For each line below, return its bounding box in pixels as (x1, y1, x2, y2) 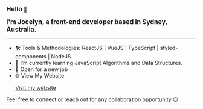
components (14, 53, 47, 60)
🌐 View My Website (14, 72, 65, 79)
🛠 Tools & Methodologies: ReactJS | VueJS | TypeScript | (14, 45, 159, 51)
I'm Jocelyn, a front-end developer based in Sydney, (6, 18, 167, 26)
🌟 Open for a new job (14, 66, 68, 73)
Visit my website (14, 84, 56, 91)
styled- (159, 45, 178, 51)
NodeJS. (51, 53, 73, 60)
